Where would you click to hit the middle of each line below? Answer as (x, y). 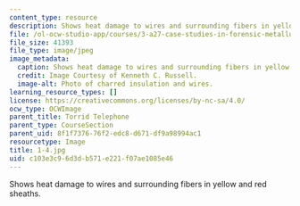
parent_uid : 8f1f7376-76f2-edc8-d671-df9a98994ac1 (105, 134)
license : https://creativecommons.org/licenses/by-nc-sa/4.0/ (127, 100)
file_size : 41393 (42, 42)
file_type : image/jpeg (51, 51)
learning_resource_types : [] (63, 92)
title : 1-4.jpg (37, 150)
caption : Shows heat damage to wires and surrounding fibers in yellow (154, 68)
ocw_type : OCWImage (46, 109)
